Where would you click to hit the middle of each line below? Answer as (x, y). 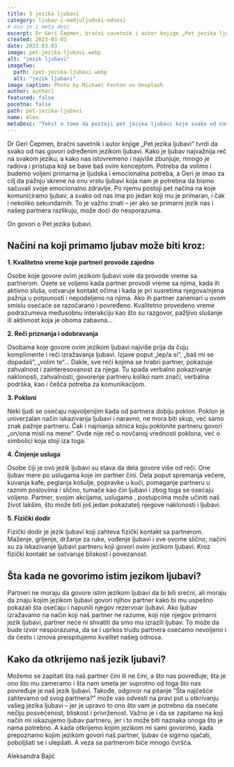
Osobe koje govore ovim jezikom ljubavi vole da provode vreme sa (102, 276)
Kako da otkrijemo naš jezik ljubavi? (87, 659)
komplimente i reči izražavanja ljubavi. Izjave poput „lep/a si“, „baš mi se (110, 355)
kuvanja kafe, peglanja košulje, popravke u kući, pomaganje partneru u (109, 483)
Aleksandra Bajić (31, 756)
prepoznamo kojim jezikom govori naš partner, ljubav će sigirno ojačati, (109, 735)
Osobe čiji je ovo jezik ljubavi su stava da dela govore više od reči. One (109, 468)
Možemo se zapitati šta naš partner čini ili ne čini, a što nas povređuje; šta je (117, 676)
